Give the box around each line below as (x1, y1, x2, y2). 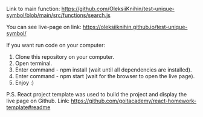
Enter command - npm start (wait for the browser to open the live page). (14, 73, 195, 79)
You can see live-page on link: (6, 24, 82, 30)
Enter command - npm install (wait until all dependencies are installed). (14, 66, 192, 73)
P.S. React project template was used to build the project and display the (6, 91, 187, 98)
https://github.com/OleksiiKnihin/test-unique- (61, 5, 175, 12)
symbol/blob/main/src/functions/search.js (6, 12, 111, 19)
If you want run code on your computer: (6, 42, 106, 48)
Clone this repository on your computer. (14, 53, 115, 60)
